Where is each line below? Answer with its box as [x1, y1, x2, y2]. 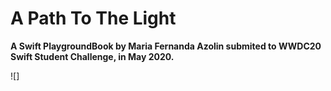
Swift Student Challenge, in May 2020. [10, 50, 175, 62]
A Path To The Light [10, 7, 177, 30]
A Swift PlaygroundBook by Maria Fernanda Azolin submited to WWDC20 [10, 40, 322, 52]
